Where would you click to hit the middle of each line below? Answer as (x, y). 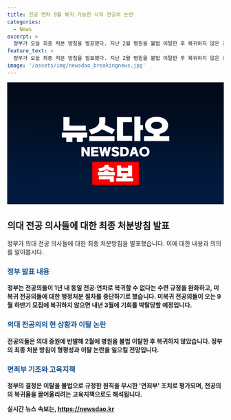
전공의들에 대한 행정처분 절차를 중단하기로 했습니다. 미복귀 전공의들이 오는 (118, 297)
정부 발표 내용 (29, 271)
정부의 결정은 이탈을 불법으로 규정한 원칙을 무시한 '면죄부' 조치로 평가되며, (105, 386)
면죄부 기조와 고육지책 (41, 369)
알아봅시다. (29, 252)
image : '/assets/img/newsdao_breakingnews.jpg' (77, 66)
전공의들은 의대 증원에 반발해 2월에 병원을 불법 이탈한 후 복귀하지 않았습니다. (109, 341)
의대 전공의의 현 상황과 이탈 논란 (57, 325)
